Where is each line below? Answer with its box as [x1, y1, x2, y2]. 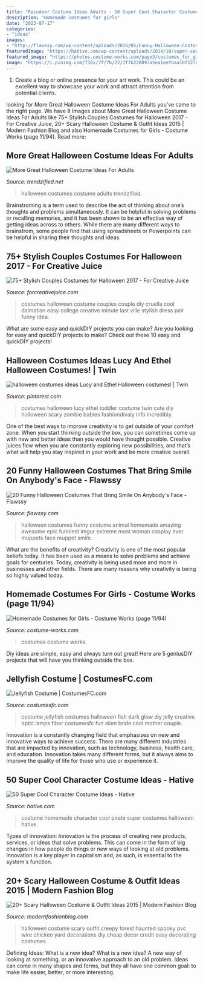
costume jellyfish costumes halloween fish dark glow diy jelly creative [21, 713, 195, 720]
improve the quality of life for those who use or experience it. [6, 757, 158, 765]
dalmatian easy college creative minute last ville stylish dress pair [21, 307, 184, 314]
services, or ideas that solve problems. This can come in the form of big [6, 839, 185, 846]
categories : [6, 25, 36, 32]
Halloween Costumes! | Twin [6, 364, 117, 375]
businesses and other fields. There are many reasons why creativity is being [6, 565, 196, 572]
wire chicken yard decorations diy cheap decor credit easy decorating [21, 931, 196, 938]
